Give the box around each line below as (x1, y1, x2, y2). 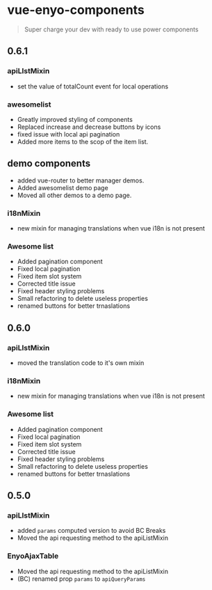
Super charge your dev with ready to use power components (24, 25, 199, 33)
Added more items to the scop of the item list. (17, 137, 149, 146)
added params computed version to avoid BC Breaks (17, 527, 166, 535)
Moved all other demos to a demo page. (17, 191, 132, 199)
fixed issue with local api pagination (17, 130, 120, 138)
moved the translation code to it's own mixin (17, 359, 145, 367)
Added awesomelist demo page (17, 183, 109, 192)
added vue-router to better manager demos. (17, 176, 145, 185)
